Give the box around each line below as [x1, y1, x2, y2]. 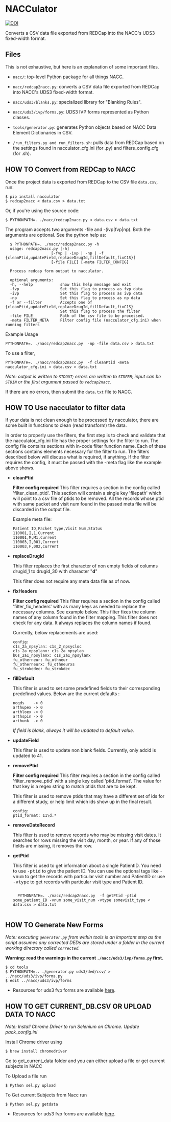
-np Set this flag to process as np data [10, 295, 140, 301]
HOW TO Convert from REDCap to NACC [5, 165, 136, 174]
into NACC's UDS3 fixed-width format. [12, 89, 94, 95]
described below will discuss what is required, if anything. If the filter [5, 454, 151, 460]
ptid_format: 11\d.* [12, 813, 57, 818]
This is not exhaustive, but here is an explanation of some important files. [5, 63, 159, 70]
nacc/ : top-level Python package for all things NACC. [12, 74, 124, 80]
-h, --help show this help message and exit [10, 282, 131, 287]
